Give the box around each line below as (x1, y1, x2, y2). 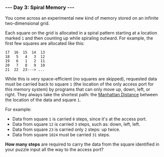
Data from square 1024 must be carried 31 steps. (12, 132, 111, 138)
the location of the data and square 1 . (5, 97, 81, 103)
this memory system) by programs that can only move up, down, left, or (5, 86, 151, 92)
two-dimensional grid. (5, 20, 50, 26)
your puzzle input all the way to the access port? (5, 147, 104, 153)
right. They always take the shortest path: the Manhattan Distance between (5, 92, 158, 98)
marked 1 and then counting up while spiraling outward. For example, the (5, 35, 154, 41)
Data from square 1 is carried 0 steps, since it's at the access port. (12, 116, 147, 122)
